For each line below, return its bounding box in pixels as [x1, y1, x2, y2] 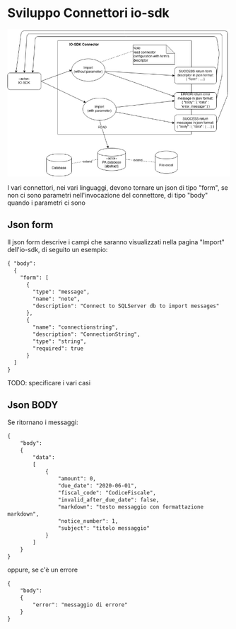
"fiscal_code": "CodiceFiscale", [57, 489, 157, 497]
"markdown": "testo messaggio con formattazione [57, 503, 203, 511]
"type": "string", [33, 338, 87, 345]
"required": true [33, 345, 83, 352]
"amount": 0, [57, 475, 97, 482]
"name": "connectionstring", [33, 324, 119, 331]
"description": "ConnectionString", [33, 331, 141, 338]
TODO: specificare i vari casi [7, 378, 90, 387]
